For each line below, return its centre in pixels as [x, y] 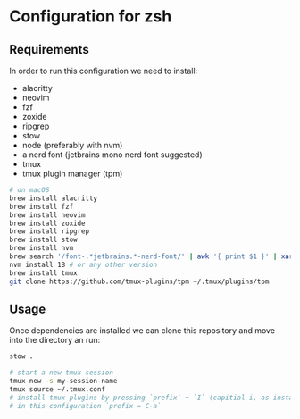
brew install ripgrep [50, 231]
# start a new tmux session [62, 373]
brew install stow [43, 240]
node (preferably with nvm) [72, 145]
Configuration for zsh [91, 17]
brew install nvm [42, 248]
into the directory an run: [55, 340]
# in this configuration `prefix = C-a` [86, 406]
